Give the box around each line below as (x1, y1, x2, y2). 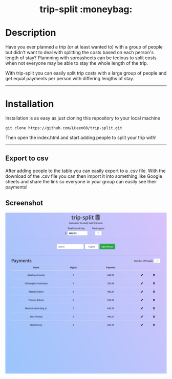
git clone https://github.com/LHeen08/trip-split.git (5, 126, 123, 131)
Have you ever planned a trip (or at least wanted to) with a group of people (5, 44, 163, 50)
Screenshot (5, 199, 44, 207)
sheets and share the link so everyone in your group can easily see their (5, 178, 157, 184)
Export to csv (5, 154, 49, 163)
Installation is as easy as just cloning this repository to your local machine (5, 115, 160, 121)
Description (5, 27, 56, 39)
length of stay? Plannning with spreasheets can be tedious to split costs (5, 55, 157, 61)
